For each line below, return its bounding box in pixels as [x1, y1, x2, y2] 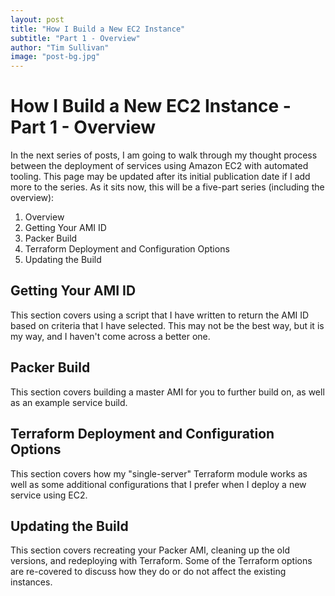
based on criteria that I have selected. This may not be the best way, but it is [10, 319, 325, 331]
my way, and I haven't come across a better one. [10, 330, 211, 342]
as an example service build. [10, 396, 128, 408]
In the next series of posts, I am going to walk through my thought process [10, 149, 318, 161]
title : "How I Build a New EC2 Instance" [10, 24, 186, 34]
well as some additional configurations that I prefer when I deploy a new [10, 478, 307, 490]
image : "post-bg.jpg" [10, 52, 101, 62]
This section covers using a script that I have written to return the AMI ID [10, 309, 310, 321]
